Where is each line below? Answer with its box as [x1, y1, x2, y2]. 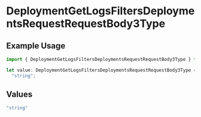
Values [6, 90, 33, 100]
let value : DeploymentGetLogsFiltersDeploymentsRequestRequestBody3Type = [6, 67, 197, 73]
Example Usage [6, 41, 66, 51]
